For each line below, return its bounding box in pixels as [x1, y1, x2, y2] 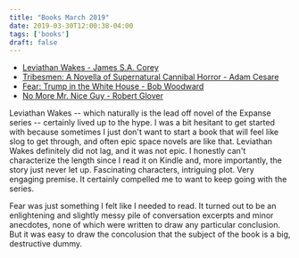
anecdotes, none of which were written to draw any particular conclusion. [9, 220, 281, 230]
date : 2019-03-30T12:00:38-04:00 [9, 21, 134, 30]
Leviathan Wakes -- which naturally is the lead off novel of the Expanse [9, 108, 271, 118]
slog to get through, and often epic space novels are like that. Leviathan [9, 136, 273, 147]
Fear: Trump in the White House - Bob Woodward [21, 81, 204, 92]
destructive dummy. [9, 238, 83, 249]
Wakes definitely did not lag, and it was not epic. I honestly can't [9, 146, 246, 157]
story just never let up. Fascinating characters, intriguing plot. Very [9, 165, 254, 175]
